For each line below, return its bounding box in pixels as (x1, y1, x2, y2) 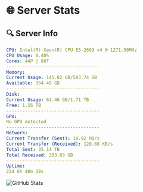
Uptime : (6, 163, 26, 169)
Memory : (6, 69, 26, 75)
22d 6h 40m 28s (6, 169, 44, 175)
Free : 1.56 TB (6, 102, 42, 108)
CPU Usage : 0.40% (6, 52, 49, 58)
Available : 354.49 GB (6, 80, 60, 86)
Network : (6, 130, 28, 136)
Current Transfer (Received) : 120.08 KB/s (6, 141, 113, 147)
